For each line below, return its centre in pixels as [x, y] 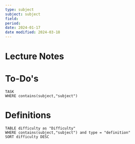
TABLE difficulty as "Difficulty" [40, 128]
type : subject [20, 10]
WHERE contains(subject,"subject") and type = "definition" [68, 133]
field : [12, 19]
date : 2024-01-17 [23, 28]
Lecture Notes [35, 56]
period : [13, 23]
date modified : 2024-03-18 [33, 32]
